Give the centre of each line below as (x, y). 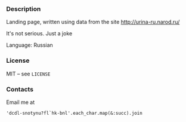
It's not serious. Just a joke (39, 33)
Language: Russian (30, 45)
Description (24, 9)
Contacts (20, 89)
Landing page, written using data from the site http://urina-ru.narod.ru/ (93, 22)
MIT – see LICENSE (28, 74)
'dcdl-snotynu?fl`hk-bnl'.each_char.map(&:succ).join (75, 113)
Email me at (21, 102)
